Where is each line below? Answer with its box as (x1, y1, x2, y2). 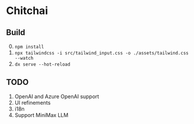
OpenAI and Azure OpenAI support (14, 92, 99, 100)
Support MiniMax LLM (14, 111, 69, 118)
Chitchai (6, 4, 48, 18)
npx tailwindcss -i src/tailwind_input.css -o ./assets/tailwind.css (14, 50, 189, 56)
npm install (14, 44, 44, 50)
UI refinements (14, 99, 51, 106)
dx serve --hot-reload (14, 61, 71, 67)
